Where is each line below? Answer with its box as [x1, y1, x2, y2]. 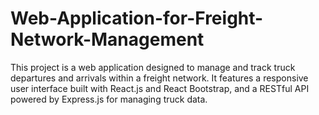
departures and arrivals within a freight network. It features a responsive [10, 72, 309, 84]
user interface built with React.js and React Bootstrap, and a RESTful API [10, 82, 310, 94]
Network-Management [10, 28, 205, 51]
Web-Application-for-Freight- [10, 7, 264, 30]
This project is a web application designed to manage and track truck [10, 61, 296, 73]
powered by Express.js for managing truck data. [10, 93, 208, 105]
